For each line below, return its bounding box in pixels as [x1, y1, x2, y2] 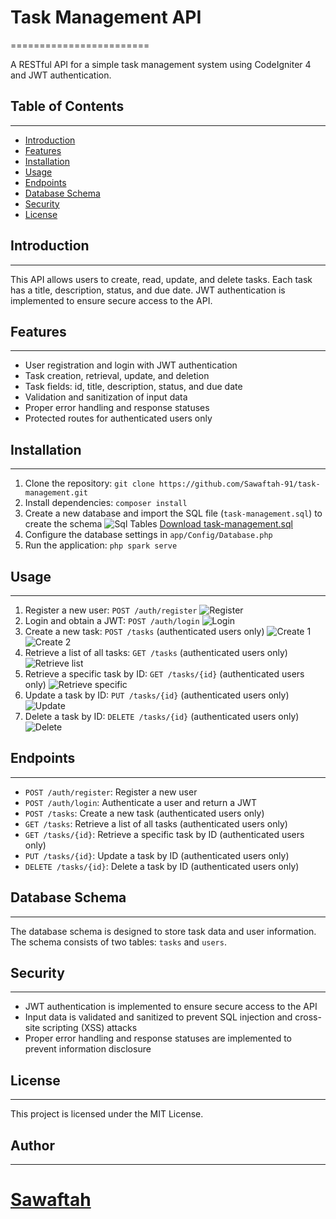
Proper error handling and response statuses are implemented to [24, 1032, 292, 1045]
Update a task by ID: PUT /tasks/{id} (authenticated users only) [24, 689, 290, 701]
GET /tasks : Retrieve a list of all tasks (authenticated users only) [24, 817, 288, 830]
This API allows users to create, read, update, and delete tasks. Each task [10, 273, 313, 285]
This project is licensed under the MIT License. [10, 1108, 204, 1120]
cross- [294, 1011, 322, 1023]
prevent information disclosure [24, 1043, 152, 1055]
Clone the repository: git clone [24, 477, 155, 490]
